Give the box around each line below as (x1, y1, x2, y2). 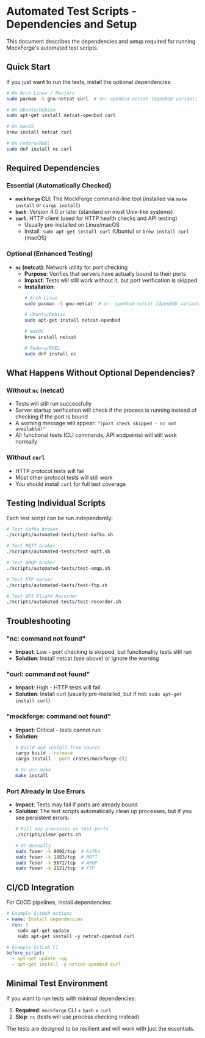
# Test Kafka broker (6, 526, 59, 532)
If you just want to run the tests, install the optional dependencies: (6, 78, 172, 85)
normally (15, 438, 38, 445)
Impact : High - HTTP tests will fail (15, 684, 101, 691)
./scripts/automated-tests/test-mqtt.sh (6, 548, 111, 555)
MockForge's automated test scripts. (6, 44, 99, 51)
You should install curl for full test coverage (15, 480, 126, 488)
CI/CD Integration (6, 882, 74, 893)
